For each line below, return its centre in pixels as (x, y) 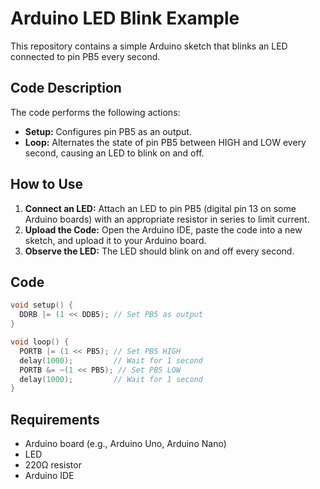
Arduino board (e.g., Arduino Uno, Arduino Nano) (125, 444)
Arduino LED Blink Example (125, 18)
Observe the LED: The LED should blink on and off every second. (159, 251)
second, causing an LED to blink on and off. (114, 153)
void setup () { (42, 305)
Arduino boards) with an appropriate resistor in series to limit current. (167, 219)
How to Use (47, 184)
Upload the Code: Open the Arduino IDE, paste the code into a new (163, 229)
